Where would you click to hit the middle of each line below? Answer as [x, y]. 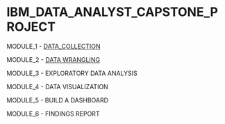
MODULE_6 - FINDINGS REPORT [53, 114]
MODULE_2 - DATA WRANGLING [53, 59]
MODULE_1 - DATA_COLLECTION [53, 46]
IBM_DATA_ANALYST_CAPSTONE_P [112, 12]
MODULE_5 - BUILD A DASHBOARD [58, 100]
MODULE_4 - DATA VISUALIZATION [57, 86]
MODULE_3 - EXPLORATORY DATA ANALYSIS [72, 73]
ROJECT [31, 27]
